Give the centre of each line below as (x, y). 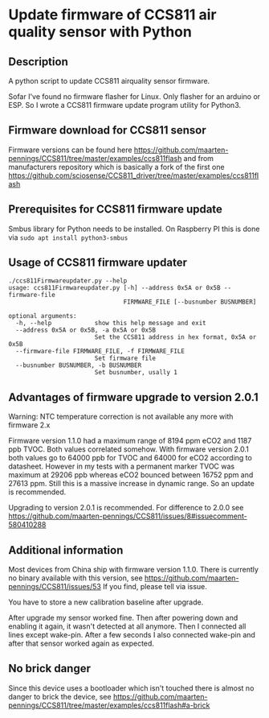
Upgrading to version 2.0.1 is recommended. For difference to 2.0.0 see (126, 508)
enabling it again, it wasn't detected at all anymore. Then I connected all (127, 626)
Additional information (66, 550)
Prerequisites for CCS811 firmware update (116, 210)
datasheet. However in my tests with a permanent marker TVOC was (122, 466)
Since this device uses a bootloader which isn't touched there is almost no (131, 688)
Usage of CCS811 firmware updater (98, 263)
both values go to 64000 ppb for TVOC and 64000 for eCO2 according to (130, 458)
